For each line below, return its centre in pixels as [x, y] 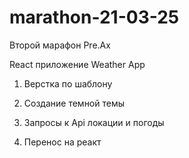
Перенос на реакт [62, 142]
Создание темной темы [74, 103]
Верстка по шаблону [68, 83]
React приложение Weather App [77, 64]
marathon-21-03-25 [94, 17]
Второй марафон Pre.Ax [60, 45]
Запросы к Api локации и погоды [94, 122]
